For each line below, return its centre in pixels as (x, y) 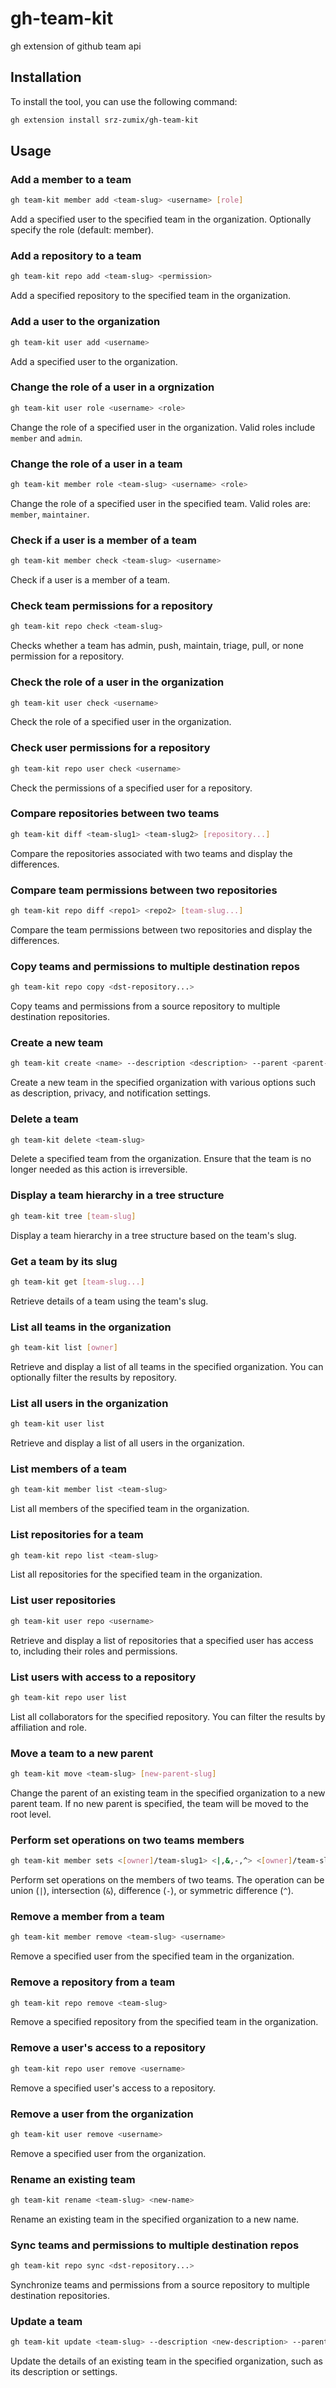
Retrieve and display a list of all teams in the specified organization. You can (167, 1366)
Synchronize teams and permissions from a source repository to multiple (160, 2285)
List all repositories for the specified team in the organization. (136, 1574)
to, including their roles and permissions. (94, 1651)
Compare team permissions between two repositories (144, 890)
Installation (46, 77)
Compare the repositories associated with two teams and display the (151, 853)
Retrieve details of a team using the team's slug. (109, 1301)
